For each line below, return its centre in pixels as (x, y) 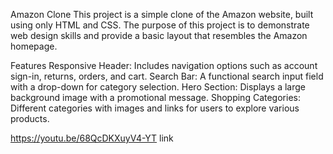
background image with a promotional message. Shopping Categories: (155, 97)
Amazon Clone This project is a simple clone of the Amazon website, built (162, 14)
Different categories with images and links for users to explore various (155, 108)
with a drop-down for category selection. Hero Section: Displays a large (158, 87)
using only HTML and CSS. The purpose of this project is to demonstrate (160, 25)
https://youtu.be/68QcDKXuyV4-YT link (92, 138)
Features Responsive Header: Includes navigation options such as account (164, 65)
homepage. (34, 46)
